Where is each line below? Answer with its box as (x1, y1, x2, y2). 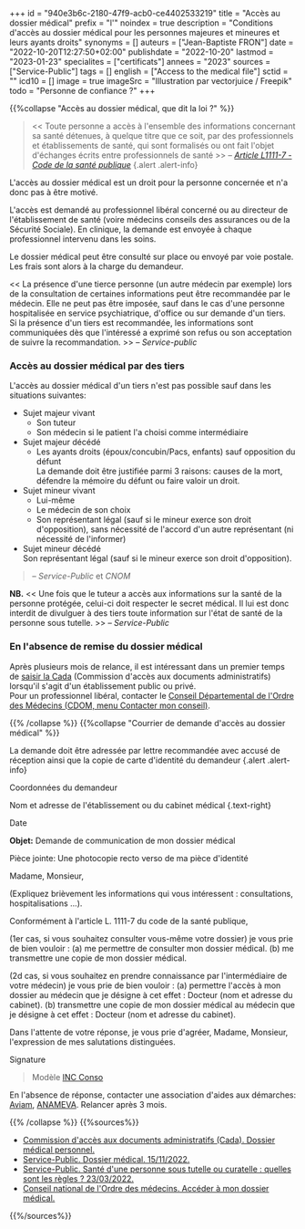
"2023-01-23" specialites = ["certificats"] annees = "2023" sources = (9, 57, 271, 67)
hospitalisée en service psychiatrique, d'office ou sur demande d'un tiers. (9, 307, 286, 318)
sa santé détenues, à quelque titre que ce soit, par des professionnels (31, 130, 294, 141)
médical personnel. (22, 1144, 96, 1155)
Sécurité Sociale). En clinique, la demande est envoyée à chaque (9, 224, 252, 234)
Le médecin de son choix (36, 505, 131, 516)
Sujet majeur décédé (22, 437, 101, 448)
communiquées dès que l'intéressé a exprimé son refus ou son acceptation (9, 328, 292, 338)
